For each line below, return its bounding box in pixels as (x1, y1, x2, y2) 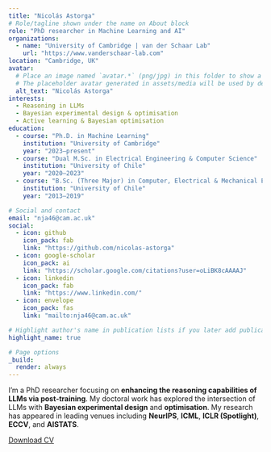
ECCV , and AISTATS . (8, 420, 79, 429)
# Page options (8, 348, 60, 356)
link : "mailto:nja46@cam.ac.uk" (23, 312, 131, 320)
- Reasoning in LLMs (15, 102, 85, 110)
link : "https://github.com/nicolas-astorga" (23, 244, 175, 253)
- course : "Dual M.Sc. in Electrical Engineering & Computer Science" (15, 154, 258, 162)
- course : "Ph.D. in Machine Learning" (15, 132, 150, 140)
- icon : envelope (15, 296, 74, 305)
